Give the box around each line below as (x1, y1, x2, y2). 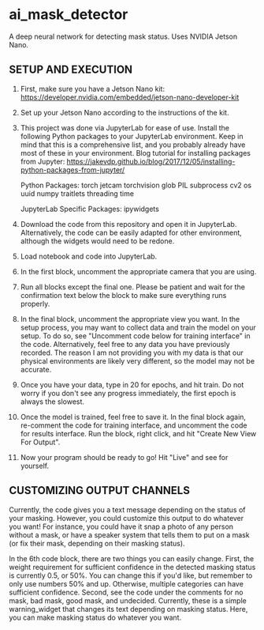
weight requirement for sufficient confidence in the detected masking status (9, 562, 256, 572)
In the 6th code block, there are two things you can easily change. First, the (9, 553, 255, 563)
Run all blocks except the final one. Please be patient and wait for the (20, 282, 245, 292)
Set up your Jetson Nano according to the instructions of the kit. (20, 108, 229, 117)
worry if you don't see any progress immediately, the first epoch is (20, 388, 236, 398)
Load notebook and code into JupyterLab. (20, 251, 158, 261)
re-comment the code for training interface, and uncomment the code (20, 421, 247, 430)
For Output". (20, 437, 61, 447)
